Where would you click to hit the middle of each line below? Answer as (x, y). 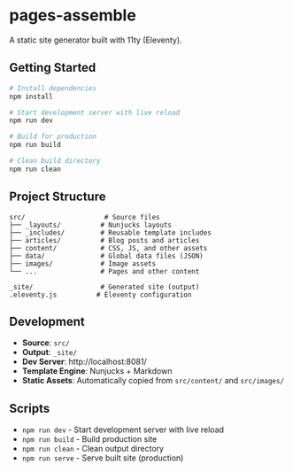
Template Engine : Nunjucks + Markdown (97, 371)
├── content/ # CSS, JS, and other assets (108, 248)
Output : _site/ (50, 352)
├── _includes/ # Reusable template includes (111, 232)
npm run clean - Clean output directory (93, 449)
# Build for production (53, 137)
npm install (31, 97)
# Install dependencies (53, 88)
